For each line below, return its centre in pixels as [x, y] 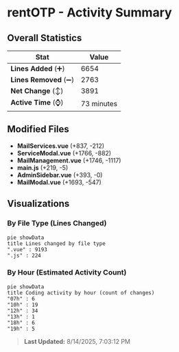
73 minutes [99, 103]
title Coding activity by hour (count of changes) [81, 292]
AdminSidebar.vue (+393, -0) [60, 175]
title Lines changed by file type [57, 243]
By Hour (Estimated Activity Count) [67, 273]
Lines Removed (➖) [42, 80]
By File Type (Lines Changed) [57, 223]
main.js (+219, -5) [43, 167]
